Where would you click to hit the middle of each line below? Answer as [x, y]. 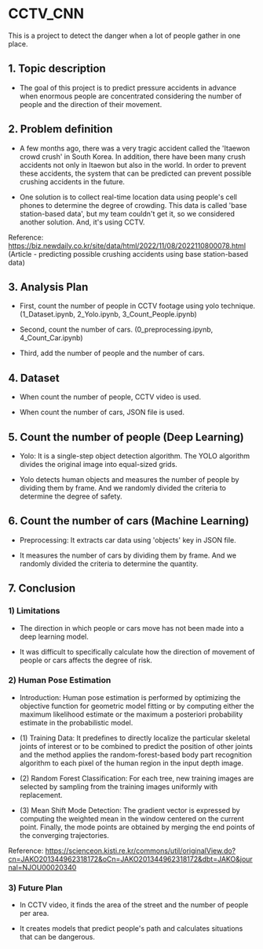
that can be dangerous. [57, 937]
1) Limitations [34, 611]
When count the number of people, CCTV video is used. [110, 397]
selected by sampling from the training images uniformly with [119, 786]
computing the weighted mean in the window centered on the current [132, 818]
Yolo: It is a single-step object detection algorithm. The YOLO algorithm [135, 456]
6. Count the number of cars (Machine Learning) [129, 521]
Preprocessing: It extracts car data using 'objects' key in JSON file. [128, 539]
